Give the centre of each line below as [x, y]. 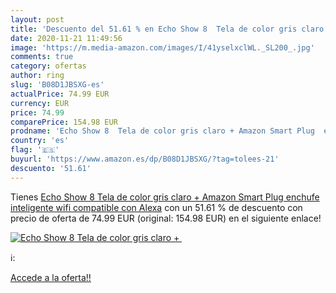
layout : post [37, 19]
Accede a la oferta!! [51, 277]
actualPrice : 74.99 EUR [60, 94]
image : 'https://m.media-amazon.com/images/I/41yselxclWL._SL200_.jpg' [162, 47]
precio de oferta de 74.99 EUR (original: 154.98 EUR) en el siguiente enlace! [166, 218]
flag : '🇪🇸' [35, 150]
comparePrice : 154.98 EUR [64, 122]
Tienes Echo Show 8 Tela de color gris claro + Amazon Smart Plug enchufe [165, 197]
